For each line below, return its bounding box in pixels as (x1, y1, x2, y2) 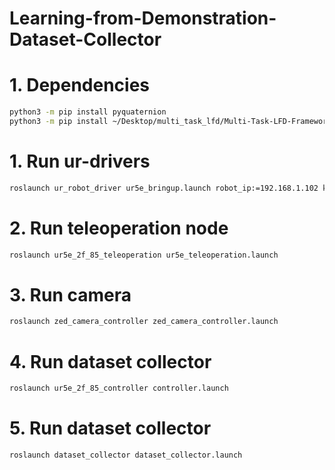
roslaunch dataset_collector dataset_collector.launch (9, 450, 243, 461)
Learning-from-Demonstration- (9, 7, 277, 30)
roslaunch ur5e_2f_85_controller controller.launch (9, 383, 229, 394)
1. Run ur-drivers (9, 150, 151, 173)
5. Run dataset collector (9, 417, 212, 440)
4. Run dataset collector (9, 350, 212, 373)
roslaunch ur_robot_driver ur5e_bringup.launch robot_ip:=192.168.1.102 (9, 183, 319, 193)
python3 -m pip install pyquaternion (9, 107, 167, 117)
